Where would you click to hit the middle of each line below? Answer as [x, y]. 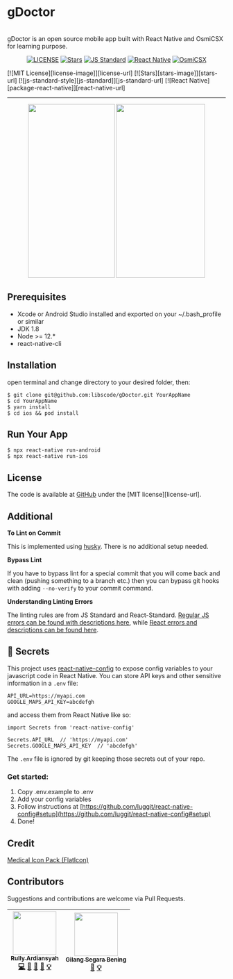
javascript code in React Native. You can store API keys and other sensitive [114, 675]
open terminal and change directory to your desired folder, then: [99, 382]
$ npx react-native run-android [54, 450]
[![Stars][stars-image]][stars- [176, 73]
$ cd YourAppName [32, 401]
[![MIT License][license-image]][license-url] [70, 73]
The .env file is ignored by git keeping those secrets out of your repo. [106, 759]
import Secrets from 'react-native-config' [71, 727]
